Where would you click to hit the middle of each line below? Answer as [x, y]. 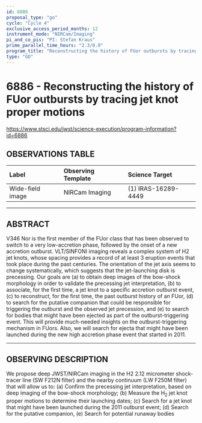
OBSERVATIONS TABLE [50, 154]
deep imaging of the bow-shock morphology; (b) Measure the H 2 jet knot [97, 393]
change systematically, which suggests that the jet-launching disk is [91, 271]
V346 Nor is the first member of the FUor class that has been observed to [98, 239]
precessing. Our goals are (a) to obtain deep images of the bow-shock [93, 277]
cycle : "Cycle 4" [28, 23]
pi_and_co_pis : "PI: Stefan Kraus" [51, 40]
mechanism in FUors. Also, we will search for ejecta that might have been [97, 328]
